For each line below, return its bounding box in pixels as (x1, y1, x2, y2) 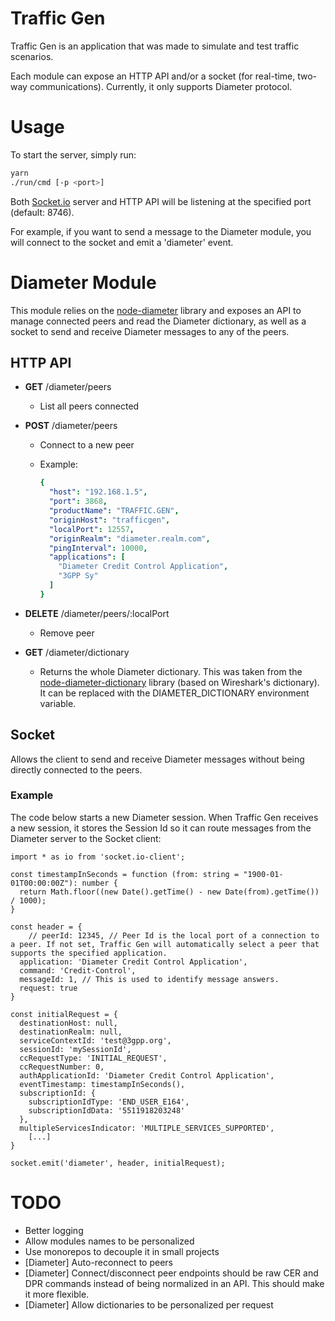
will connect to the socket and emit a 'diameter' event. (10, 236, 234, 248)
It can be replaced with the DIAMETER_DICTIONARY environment (39, 687, 310, 699)
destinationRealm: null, (19, 1027, 123, 1037)
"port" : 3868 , (48, 497, 108, 507)
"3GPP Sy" (58, 571, 99, 581)
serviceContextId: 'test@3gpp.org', (19, 1035, 172, 1046)
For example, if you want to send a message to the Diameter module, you (10, 225, 312, 237)
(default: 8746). (10, 206, 75, 218)
